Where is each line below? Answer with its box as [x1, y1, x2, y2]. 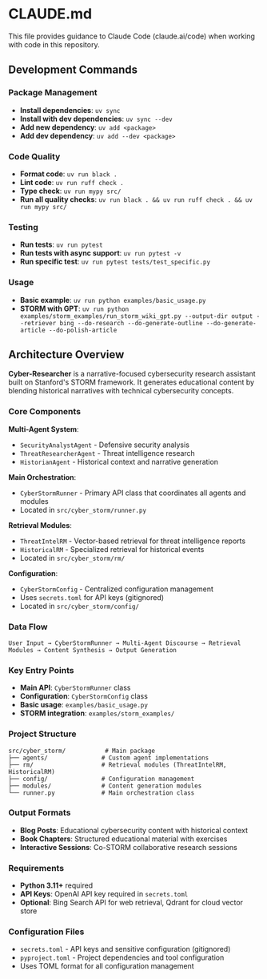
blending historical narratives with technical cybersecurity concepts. [8, 386, 234, 396]
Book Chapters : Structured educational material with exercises [19, 834, 228, 844]
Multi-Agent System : [8, 424, 79, 433]
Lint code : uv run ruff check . [19, 177, 124, 187]
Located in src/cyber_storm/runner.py [19, 505, 146, 514]
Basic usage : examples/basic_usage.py [19, 700, 148, 710]
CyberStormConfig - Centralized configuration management [19, 584, 214, 594]
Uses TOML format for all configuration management [19, 961, 194, 971]
